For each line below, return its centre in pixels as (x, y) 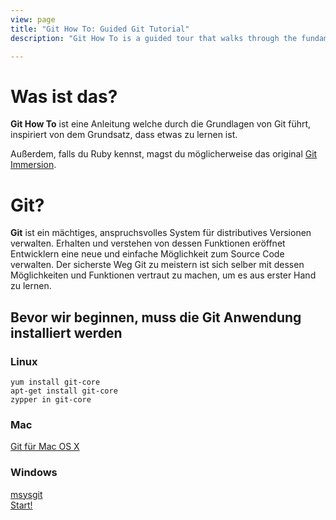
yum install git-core (55, 382)
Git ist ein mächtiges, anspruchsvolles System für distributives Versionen (161, 233)
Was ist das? (64, 96)
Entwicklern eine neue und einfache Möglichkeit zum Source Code (147, 254)
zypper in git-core (51, 399)
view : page (33, 19)
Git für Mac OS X (45, 447)
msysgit (26, 494)
